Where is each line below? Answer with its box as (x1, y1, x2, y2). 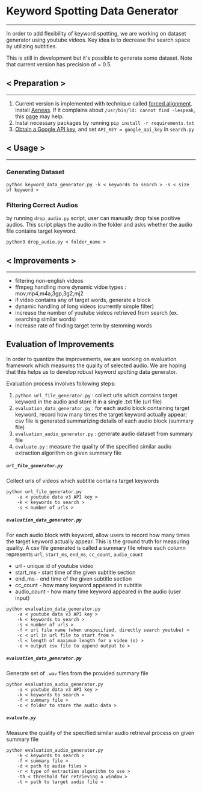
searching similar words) (14, 315, 76, 323)
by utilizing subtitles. (6, 42, 57, 49)
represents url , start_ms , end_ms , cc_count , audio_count (6, 550, 144, 558)
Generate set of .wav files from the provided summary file (6, 669, 148, 676)
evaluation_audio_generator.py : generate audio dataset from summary (14, 430, 193, 437)
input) (14, 594, 30, 601)
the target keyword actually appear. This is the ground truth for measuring (6, 538, 189, 545)
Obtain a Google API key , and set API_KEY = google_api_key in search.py (14, 125, 194, 133)
